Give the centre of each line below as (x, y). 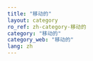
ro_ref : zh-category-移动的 (47, 27)
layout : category (33, 20)
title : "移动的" (30, 14)
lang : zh (20, 46)
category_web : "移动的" (41, 40)
